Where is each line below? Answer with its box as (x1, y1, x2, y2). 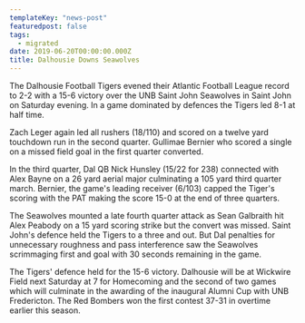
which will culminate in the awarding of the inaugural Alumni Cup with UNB (9, 286, 290, 296)
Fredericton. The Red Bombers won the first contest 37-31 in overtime (9, 296, 271, 306)
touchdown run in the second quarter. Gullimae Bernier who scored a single (9, 137, 292, 147)
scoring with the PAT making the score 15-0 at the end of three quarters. (9, 192, 280, 203)
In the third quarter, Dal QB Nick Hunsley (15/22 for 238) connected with (9, 164, 280, 174)
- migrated (17, 38, 59, 48)
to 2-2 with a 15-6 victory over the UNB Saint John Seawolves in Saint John (9, 90, 292, 101)
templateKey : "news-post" (9, 13, 107, 23)
